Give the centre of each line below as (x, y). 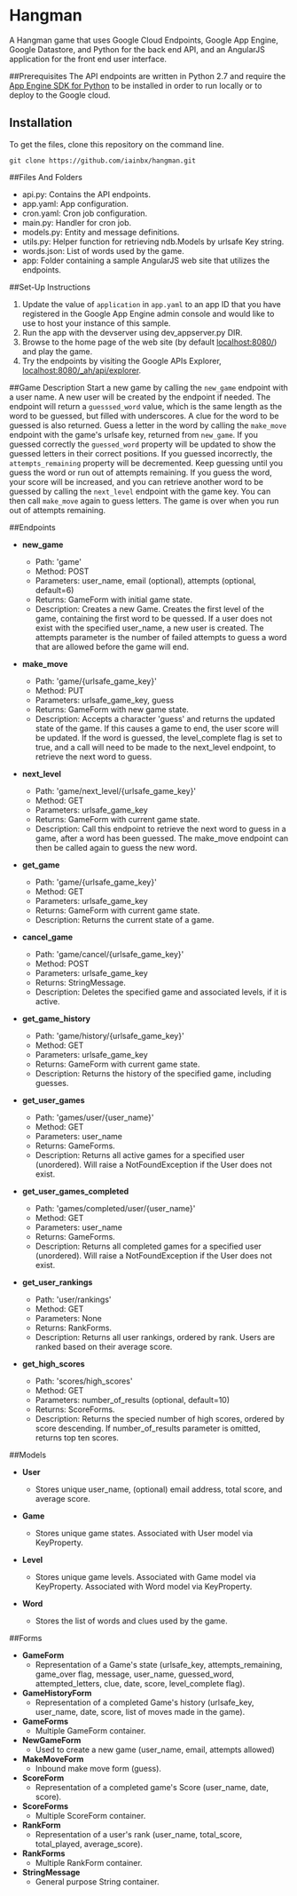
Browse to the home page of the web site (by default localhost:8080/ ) (149, 342)
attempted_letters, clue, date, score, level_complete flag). (140, 1683)
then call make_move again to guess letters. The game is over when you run (144, 500)
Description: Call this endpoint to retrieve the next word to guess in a (160, 829)
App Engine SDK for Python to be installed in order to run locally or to (136, 85)
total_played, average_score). (89, 1844)
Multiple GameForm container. (90, 1730)
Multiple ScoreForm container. (90, 1815)
